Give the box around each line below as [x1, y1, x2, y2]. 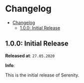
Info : [5, 62, 15, 68]
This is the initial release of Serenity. [5, 72, 80, 78]
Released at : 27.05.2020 [5, 52, 55, 58]
